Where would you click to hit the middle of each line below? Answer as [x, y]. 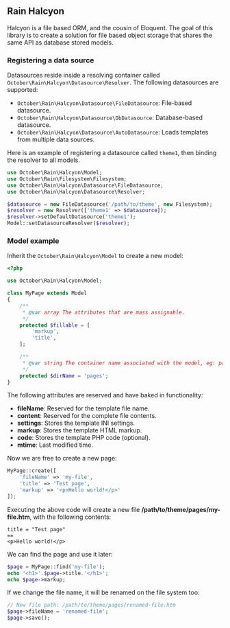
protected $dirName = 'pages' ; [64, 376]
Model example [33, 241]
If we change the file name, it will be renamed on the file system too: [103, 592]
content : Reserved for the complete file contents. [87, 416]
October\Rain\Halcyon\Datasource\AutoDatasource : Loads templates [113, 132]
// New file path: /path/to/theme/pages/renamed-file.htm [91, 605]
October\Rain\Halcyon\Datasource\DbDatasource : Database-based [110, 118]
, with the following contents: [71, 517]
